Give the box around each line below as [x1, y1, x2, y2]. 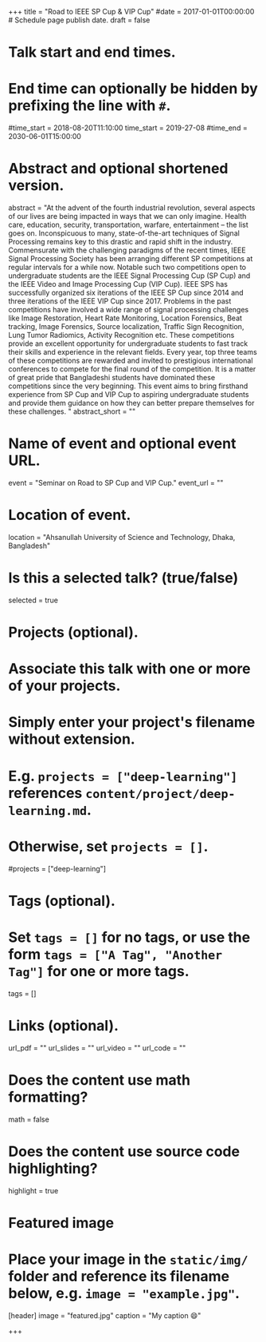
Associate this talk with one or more [8, 660, 251, 678]
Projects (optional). [8, 623, 139, 641]
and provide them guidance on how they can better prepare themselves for [8, 399, 255, 408]
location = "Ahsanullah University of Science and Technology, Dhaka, [8, 532, 236, 542]
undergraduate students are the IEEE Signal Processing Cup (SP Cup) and [8, 271, 251, 280]
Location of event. [8, 506, 131, 524]
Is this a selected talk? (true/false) [8, 569, 239, 587]
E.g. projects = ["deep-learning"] [8, 767, 238, 785]
